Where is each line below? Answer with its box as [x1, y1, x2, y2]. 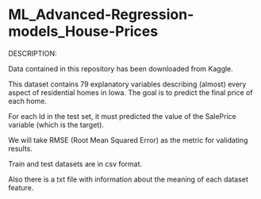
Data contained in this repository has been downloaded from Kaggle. [8, 63, 234, 73]
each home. [8, 96, 48, 105]
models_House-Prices [8, 22, 159, 40]
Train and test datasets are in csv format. [8, 159, 143, 168]
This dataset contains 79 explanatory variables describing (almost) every [8, 79, 247, 89]
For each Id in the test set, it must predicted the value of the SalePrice [8, 111, 236, 121]
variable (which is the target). [8, 120, 105, 129]
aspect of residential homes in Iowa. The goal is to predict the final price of [8, 87, 253, 97]
